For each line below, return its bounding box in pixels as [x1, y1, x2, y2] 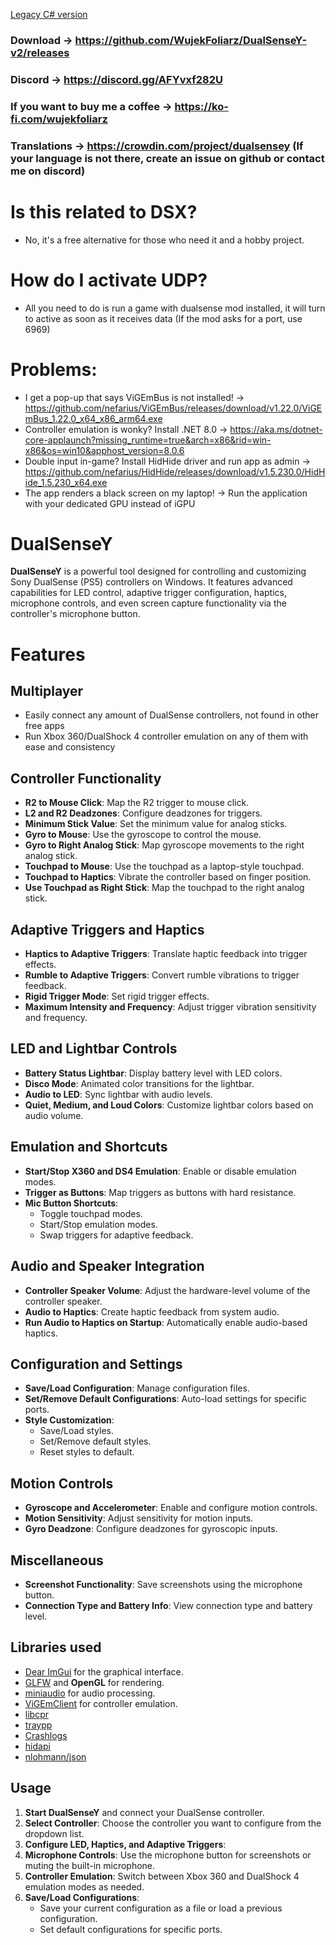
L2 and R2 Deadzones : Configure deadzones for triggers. [24, 807, 263, 819]
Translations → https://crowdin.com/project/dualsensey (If [10, 139, 304, 153]
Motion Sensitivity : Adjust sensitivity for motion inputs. [24, 1512, 254, 1524]
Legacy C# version [10, 9, 88, 20]
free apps [24, 720, 65, 732]
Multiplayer [10, 683, 84, 700]
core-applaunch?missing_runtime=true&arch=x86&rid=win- [24, 434, 272, 446]
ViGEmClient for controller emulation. [24, 1697, 178, 1709]
